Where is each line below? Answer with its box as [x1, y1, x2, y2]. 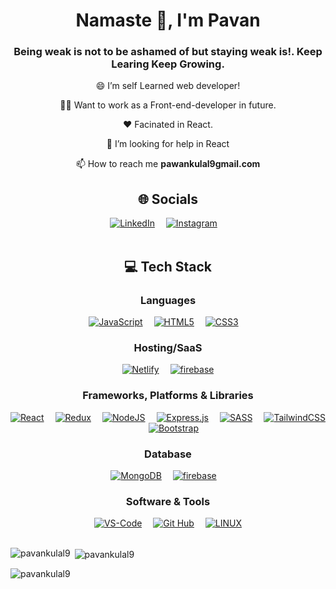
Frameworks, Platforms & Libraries [82, 389, 254, 403]
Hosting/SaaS [133, 340, 203, 354]
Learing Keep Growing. [111, 57, 225, 71]
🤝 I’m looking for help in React [106, 138, 230, 150]
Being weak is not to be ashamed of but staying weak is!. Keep [13, 45, 323, 59]
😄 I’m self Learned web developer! [95, 80, 241, 92]
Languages [139, 293, 197, 307]
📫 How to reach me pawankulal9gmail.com [75, 158, 261, 170]
